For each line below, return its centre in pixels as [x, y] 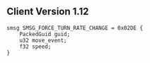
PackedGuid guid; [45, 34]
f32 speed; [35, 46]
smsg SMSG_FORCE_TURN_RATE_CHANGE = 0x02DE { [75, 28]
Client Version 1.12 [48, 12]
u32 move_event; [44, 40]
